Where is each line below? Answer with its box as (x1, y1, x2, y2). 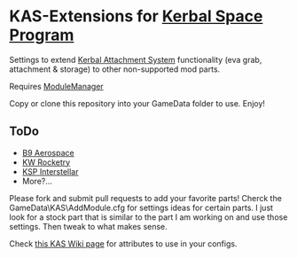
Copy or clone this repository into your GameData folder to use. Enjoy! (9, 98, 266, 108)
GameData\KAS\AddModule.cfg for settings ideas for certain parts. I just (9, 202, 273, 213)
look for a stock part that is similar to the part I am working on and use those (9, 211, 288, 223)
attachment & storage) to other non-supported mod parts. (9, 64, 221, 74)
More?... (21, 176, 53, 186)
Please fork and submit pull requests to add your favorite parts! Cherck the (9, 192, 282, 203)
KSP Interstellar (21, 166, 79, 176)
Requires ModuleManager (9, 81, 104, 91)
